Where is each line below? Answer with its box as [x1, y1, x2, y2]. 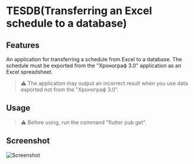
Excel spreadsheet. [6, 68, 53, 75]
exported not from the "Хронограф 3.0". [20, 86, 119, 93]
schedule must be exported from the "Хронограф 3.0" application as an [6, 62, 182, 69]
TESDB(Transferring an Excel [6, 4, 153, 18]
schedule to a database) [6, 17, 127, 30]
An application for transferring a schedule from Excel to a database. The [6, 56, 182, 63]
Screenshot [6, 136, 50, 146]
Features [6, 40, 40, 50]
